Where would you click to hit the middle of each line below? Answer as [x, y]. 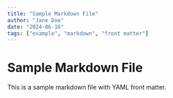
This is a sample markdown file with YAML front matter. [87, 87]
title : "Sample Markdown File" [53, 14]
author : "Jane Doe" [36, 20]
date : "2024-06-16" [36, 27]
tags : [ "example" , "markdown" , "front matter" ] [78, 33]
